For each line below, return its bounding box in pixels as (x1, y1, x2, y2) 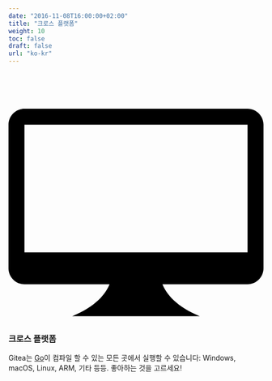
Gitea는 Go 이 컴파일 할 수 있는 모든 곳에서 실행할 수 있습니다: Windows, (8, 353, 236, 363)
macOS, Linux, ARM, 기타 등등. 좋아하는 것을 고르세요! (8, 363, 182, 373)
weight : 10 (8, 27, 45, 35)
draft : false (8, 42, 53, 50)
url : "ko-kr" (8, 49, 53, 58)
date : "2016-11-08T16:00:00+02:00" (8, 11, 129, 20)
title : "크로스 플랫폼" (8, 19, 79, 28)
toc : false (8, 34, 45, 43)
